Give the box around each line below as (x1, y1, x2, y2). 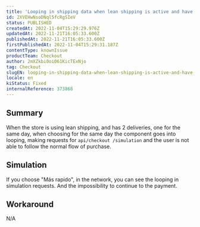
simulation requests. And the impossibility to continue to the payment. (6, 182, 177, 189)
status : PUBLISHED (6, 20, 52, 26)
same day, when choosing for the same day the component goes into (6, 130, 176, 137)
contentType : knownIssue (6, 48, 68, 53)
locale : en (6, 75, 33, 81)
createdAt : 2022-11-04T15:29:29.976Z (6, 25, 100, 31)
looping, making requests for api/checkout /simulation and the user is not (6, 136, 189, 143)
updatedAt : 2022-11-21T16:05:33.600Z (6, 31, 100, 37)
